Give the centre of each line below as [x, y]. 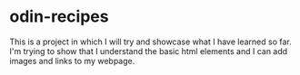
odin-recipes [59, 17]
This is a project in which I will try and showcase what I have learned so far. [151, 42]
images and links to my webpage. [72, 61]
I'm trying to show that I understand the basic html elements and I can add [149, 51]
